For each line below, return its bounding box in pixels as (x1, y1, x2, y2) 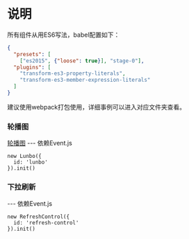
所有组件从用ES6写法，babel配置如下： (7, 30, 120, 39)
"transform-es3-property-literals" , (19, 70, 126, 77)
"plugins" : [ (13, 64, 51, 71)
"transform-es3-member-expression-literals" (19, 77, 151, 84)
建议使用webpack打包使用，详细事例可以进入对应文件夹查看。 (7, 103, 186, 111)
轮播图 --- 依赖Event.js (7, 139, 73, 148)
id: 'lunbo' (13, 159, 49, 166)
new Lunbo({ (7, 153, 42, 160)
